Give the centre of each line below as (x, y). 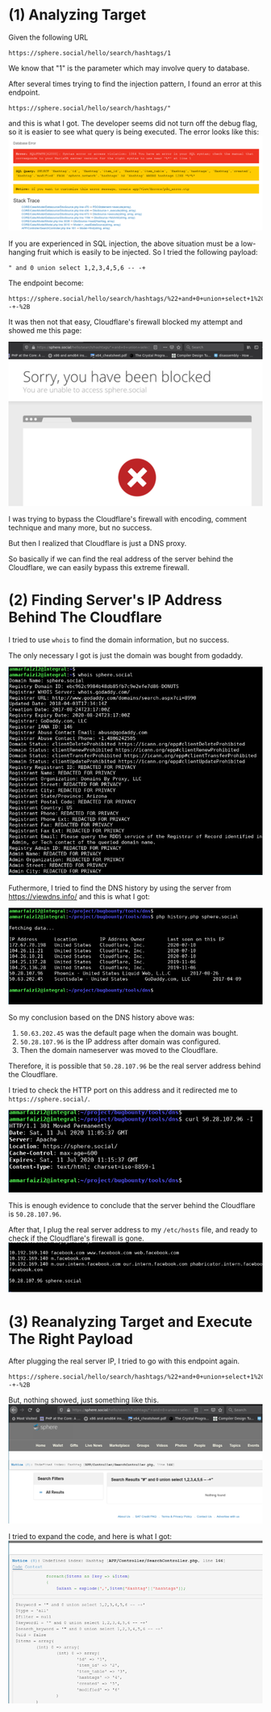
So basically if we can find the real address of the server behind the (121, 559)
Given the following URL (48, 37)
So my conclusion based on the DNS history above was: (102, 1017)
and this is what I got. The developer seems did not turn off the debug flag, (133, 123)
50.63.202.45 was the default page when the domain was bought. (129, 1034)
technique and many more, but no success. (80, 528)
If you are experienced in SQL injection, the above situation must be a (124, 243)
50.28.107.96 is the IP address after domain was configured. (120, 1042)
